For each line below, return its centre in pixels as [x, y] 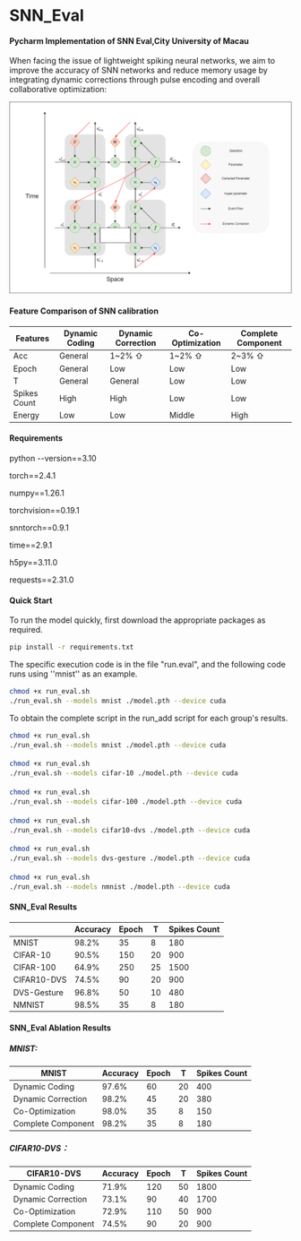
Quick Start [31, 600]
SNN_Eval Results [43, 907]
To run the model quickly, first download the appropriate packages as [138, 620]
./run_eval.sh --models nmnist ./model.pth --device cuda [120, 887]
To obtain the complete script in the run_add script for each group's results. [149, 718]
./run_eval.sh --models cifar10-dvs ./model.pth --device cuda [130, 830]
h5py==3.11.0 [34, 562]
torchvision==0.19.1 [45, 510]
